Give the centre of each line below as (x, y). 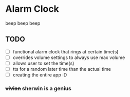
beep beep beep (23, 23)
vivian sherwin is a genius (39, 88)
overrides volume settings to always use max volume (69, 57)
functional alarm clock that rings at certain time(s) (66, 51)
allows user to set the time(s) (43, 63)
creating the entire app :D (40, 75)
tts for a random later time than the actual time (62, 69)
